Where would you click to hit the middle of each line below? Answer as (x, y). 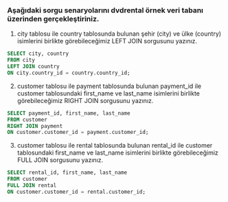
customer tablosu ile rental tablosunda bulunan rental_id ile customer (115, 146)
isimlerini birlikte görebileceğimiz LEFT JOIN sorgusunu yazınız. (107, 41)
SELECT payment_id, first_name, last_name (69, 113)
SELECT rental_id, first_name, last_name (67, 173)
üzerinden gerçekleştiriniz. (53, 19)
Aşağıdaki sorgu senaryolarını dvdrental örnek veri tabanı (105, 10)
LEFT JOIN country (33, 67)
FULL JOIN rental (32, 186)
